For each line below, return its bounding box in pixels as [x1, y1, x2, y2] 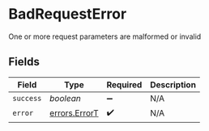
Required [106, 78, 143, 90]
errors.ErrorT [49, 108, 99, 119]
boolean [49, 92, 81, 104]
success [12, 94, 42, 103]
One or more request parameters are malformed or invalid [8, 32, 202, 41]
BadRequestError [8, 5, 127, 23]
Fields [8, 55, 41, 69]
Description [149, 78, 197, 90]
